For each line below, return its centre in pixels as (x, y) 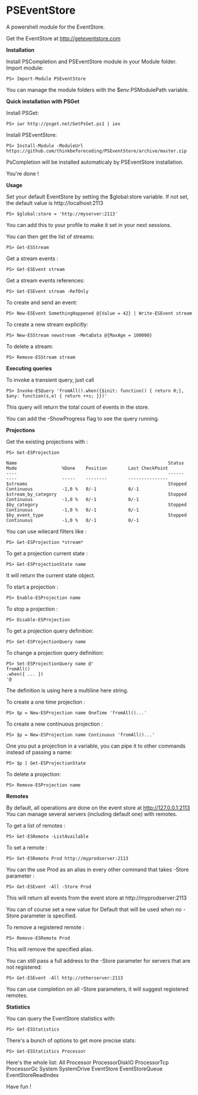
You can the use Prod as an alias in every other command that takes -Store (98, 869)
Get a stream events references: (45, 280)
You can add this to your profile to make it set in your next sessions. (89, 225)
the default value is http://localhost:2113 (55, 203)
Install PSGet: (23, 113)
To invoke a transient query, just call (50, 379)
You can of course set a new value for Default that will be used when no (94, 909)
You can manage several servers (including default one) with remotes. (92, 814)
